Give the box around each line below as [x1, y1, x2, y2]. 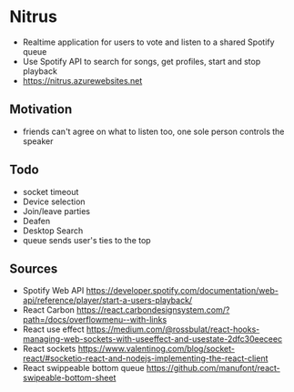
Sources [9, 261, 58, 276]
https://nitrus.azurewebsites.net [22, 75, 143, 86]
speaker [22, 135, 54, 147]
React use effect [22, 324, 85, 335]
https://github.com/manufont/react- [146, 363, 280, 374]
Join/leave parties [22, 205, 91, 216]
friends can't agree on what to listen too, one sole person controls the [22, 126, 285, 137]
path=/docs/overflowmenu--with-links [22, 315, 167, 325]
